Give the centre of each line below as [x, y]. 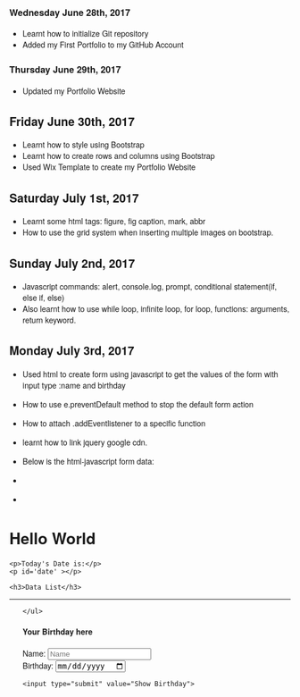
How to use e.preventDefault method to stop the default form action [138, 404]
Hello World [53, 538]
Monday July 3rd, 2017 [72, 350]
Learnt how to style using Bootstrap [83, 145]
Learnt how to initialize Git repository [85, 34]
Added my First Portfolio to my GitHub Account [103, 45]
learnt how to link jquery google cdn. [85, 441]
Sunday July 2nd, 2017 [72, 263]
